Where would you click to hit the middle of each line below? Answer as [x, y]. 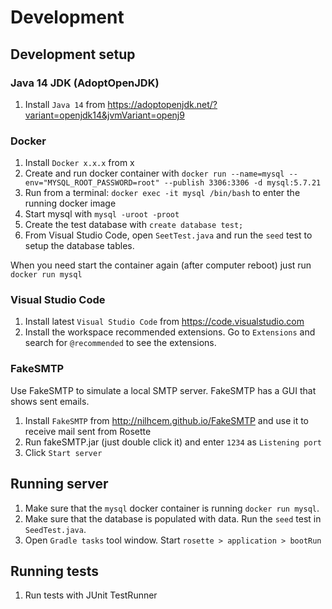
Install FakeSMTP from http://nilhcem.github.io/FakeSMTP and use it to [166, 420]
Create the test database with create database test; [134, 225]
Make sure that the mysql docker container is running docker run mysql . [172, 508]
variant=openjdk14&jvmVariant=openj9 [104, 115]
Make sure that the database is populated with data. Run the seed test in [173, 518]
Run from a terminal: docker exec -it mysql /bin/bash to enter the [162, 193]
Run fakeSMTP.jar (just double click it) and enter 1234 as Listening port [173, 442]
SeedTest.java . [55, 529]
